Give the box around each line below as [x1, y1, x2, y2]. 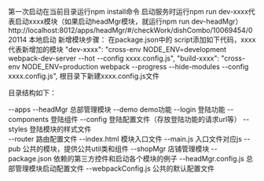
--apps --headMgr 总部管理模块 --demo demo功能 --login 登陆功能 [8, 105, 225, 114]
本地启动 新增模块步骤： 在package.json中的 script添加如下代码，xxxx [28, 35, 256, 44]
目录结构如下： [8, 88, 57, 97]
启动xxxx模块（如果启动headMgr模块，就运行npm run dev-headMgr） [14, 17, 243, 26]
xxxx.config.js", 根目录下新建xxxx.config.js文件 [8, 72, 159, 80]
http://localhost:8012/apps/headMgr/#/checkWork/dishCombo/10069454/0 [8, 26, 253, 35]
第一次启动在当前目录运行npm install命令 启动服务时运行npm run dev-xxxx [8, 7, 249, 16]
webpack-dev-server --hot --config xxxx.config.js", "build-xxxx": [8, 54, 220, 63]
